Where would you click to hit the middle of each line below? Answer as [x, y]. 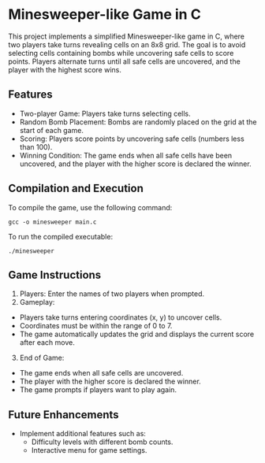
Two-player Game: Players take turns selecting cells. [105, 113]
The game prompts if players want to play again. [98, 390]
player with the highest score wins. [65, 69]
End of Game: [42, 358]
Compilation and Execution [76, 189]
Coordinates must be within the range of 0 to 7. [96, 326]
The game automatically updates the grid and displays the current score [137, 334]
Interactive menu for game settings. [89, 450]
